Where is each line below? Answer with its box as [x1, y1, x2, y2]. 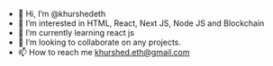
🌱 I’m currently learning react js [17, 28, 135, 37]
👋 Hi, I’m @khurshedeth [17, 9, 106, 19]
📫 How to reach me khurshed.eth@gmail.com [17, 47, 190, 57]
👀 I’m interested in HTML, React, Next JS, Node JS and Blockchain [17, 18, 265, 29]
